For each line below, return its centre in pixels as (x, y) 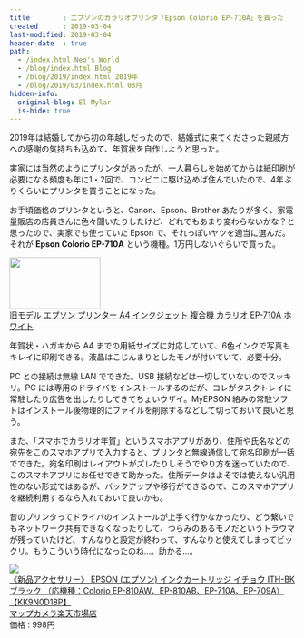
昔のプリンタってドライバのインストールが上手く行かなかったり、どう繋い (148, 517)
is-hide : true (44, 111)
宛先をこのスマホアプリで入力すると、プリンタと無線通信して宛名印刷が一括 (152, 452)
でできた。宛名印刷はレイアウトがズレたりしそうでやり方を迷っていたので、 (152, 464)
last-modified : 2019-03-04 (60, 34)
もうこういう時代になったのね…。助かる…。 (115, 551)
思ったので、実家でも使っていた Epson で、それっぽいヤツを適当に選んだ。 (150, 233)
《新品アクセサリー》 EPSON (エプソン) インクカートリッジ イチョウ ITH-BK (152, 579)
